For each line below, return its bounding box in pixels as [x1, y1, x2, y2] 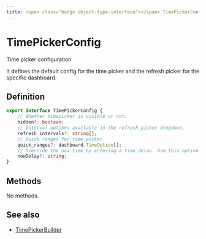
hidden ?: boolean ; [17, 119, 64, 125]
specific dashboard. [6, 74, 57, 81]
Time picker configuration [6, 56, 72, 63]
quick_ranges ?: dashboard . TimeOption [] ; [17, 142, 122, 148]
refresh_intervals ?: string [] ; [17, 130, 97, 136]
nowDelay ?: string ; [17, 153, 67, 160]
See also [6, 210, 40, 220]
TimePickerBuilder [15, 226, 63, 233]
